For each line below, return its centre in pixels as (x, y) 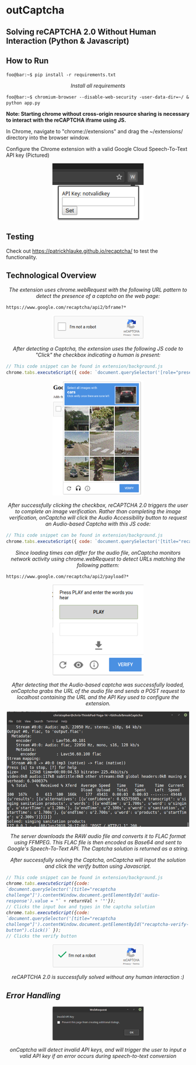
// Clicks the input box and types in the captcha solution (81, 907)
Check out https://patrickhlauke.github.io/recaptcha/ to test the (82, 251)
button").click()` (28, 930)
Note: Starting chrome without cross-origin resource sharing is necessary (98, 114)
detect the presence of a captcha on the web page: (98, 296)
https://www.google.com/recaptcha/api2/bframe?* (66, 307)
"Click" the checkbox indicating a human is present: (98, 355)
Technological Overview (51, 276)
